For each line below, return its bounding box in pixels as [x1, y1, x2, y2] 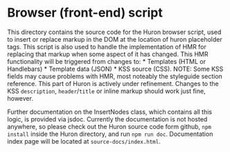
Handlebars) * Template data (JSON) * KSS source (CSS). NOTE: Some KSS [7, 65, 224, 73]
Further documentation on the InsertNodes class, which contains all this [7, 108, 213, 116]
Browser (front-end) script [7, 5, 163, 21]
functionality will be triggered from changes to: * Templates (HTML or [7, 57, 206, 65]
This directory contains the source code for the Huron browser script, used [7, 28, 222, 36]
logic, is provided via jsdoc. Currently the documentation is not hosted [7, 115, 208, 123]
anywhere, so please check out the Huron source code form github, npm [7, 122, 211, 130]
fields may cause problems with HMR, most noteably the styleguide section [7, 71, 223, 81]
